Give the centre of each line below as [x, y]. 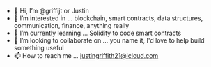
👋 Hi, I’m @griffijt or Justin [51, 11]
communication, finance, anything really [71, 25]
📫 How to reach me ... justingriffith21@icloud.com [86, 55]
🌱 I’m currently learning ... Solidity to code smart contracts [97, 33]
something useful [39, 48]
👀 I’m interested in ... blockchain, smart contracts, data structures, [108, 18]
